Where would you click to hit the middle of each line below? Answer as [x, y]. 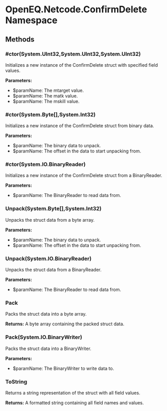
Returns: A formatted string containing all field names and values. [75, 403]
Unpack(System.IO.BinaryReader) [49, 259]
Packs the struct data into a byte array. [46, 314]
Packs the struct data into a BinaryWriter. [49, 348]
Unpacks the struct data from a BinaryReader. [53, 270]
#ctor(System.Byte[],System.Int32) [51, 114]
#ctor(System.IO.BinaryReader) [45, 164]
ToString [16, 382]
